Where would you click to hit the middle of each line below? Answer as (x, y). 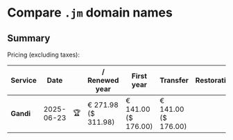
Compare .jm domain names (90, 13)
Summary (29, 38)
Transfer (174, 80)
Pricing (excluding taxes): (44, 54)
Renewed (103, 80)
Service (24, 80)
